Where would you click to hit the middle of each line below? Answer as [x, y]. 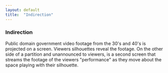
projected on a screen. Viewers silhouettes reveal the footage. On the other [84, 49]
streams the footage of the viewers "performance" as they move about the [83, 59]
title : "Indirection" [29, 15]
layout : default [22, 10]
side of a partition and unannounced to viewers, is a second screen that [81, 54]
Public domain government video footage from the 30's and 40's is [76, 43]
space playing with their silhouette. [42, 65]
